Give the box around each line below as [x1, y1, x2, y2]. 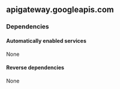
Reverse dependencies [6, 64, 64, 71]
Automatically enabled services [6, 37, 87, 44]
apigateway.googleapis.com [6, 5, 114, 15]
